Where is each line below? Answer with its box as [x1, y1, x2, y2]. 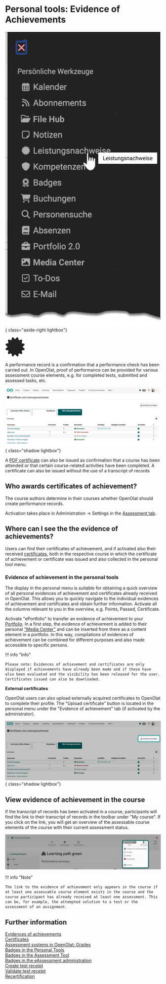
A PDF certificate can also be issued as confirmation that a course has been [5, 458, 160, 463]
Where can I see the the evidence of [5, 525, 119, 533]
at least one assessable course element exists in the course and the [5, 890, 154, 895]
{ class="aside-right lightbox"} [5, 327, 68, 333]
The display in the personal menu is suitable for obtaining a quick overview [5, 585, 158, 591]
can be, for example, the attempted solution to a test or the [5, 900, 138, 905]
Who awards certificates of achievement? [5, 482, 137, 491]
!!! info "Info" [5, 652, 31, 657]
